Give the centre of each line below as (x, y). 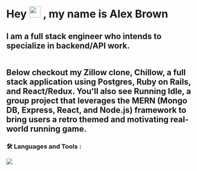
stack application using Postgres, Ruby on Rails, (99, 82)
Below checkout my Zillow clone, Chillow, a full (96, 72)
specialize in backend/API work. (68, 45)
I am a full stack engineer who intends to (84, 36)
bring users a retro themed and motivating (88, 120)
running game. (58, 129)
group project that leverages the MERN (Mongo (97, 100)
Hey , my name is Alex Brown (87, 14)
